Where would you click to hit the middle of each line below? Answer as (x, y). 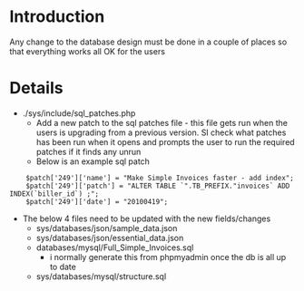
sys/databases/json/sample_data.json (107, 228)
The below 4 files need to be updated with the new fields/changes (147, 218)
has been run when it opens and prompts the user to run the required (165, 141)
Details (36, 88)
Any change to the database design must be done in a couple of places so (148, 42)
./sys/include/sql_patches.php (79, 113)
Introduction (57, 17)
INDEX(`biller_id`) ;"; (54, 194)
